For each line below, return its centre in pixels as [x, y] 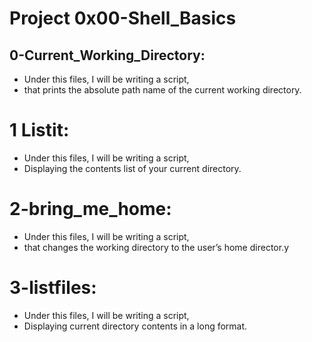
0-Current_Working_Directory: [107, 55]
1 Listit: [39, 130]
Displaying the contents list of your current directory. [132, 168]
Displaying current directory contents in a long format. [135, 326]
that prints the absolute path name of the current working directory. [162, 90]
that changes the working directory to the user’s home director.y [156, 247]
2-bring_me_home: [90, 209]
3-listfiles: [53, 288]
